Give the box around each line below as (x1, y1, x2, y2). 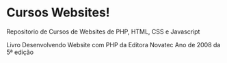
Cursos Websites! (6, 5, 110, 21)
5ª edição (6, 48, 34, 56)
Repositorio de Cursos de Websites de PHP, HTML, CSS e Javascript (6, 27, 200, 36)
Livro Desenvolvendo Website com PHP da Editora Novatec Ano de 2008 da (6, 40, 221, 49)
